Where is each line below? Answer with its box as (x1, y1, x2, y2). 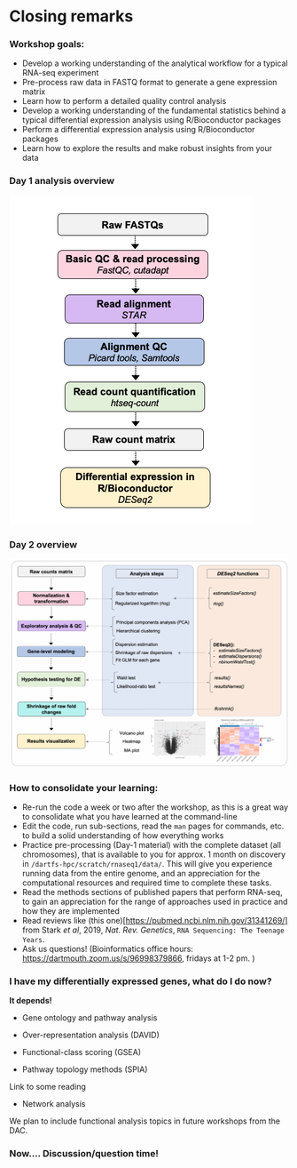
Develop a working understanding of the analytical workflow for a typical (21, 58, 288, 68)
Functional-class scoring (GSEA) (21, 1047, 142, 1058)
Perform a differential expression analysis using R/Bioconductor (21, 124, 255, 135)
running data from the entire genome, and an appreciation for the (21, 868, 261, 878)
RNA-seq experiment (21, 68, 99, 78)
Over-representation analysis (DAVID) (21, 1029, 160, 1041)
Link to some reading (9, 1082, 87, 1092)
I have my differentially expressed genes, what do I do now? (9, 975, 272, 988)
